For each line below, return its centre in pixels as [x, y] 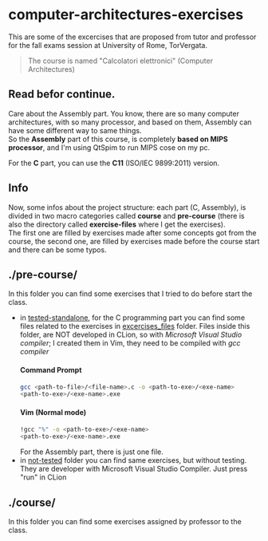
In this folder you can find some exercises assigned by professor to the [125, 522]
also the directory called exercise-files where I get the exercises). [117, 224]
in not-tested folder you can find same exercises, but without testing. [133, 460]
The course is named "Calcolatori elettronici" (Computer [120, 61]
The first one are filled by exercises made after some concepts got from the [132, 232]
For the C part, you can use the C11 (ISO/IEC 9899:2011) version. [114, 163]
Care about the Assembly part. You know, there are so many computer [124, 113]
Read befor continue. [62, 95]
